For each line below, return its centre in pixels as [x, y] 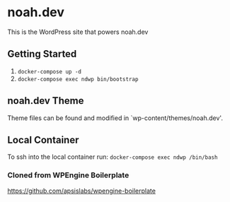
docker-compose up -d [49, 71]
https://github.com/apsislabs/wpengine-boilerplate [81, 191]
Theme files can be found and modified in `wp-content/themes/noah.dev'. [115, 118]
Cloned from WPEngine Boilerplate [68, 175]
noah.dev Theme [46, 101]
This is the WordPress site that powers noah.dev [78, 32]
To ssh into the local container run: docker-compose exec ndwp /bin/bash [113, 157]
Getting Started [42, 54]
